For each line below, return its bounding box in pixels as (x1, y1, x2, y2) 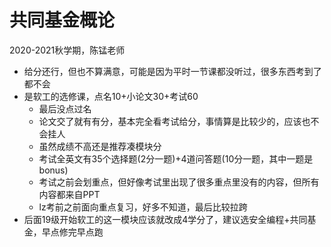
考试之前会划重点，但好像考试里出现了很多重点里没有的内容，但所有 (38, 176, 320, 188)
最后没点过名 (38, 102, 92, 115)
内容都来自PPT (38, 188, 101, 200)
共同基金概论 (9, 9, 116, 32)
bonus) (38, 164, 69, 176)
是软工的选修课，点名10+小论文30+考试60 (23, 90, 199, 102)
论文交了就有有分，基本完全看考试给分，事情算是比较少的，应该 (38, 115, 302, 127)
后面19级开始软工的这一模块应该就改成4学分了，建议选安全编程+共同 (23, 213, 308, 225)
